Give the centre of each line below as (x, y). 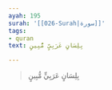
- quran (21, 38)
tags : (17, 31)
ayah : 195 (25, 16)
